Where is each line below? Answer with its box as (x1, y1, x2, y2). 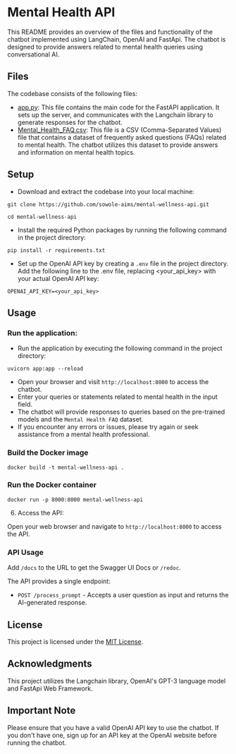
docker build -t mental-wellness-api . (7, 464, 125, 471)
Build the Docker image (7, 448, 89, 457)
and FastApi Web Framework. (7, 684, 93, 693)
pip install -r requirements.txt (7, 246, 106, 254)
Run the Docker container (7, 480, 97, 490)
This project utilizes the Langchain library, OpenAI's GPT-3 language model (7, 676, 226, 685)
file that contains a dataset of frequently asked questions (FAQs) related (17, 133, 227, 141)
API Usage (7, 547, 44, 557)
